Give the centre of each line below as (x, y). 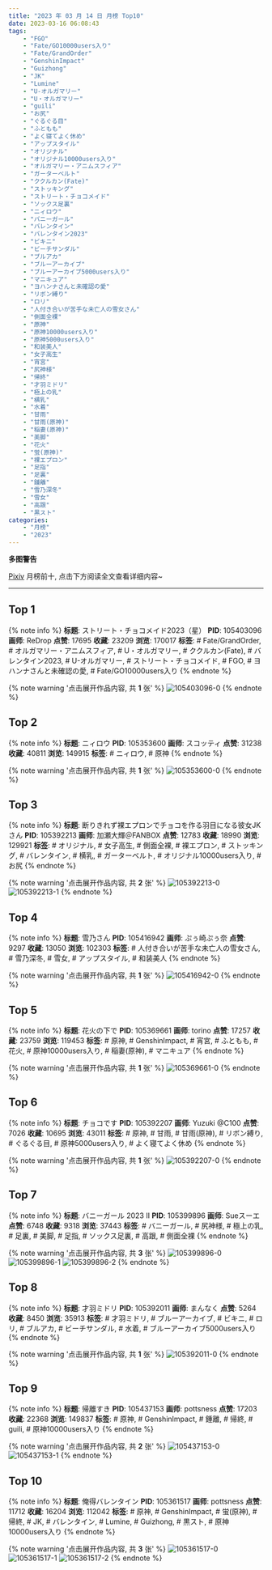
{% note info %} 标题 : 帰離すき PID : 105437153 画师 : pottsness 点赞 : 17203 (133, 1409)
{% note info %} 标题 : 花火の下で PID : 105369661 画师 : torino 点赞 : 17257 (130, 1031)
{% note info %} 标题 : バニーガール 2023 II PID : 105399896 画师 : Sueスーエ (134, 1216)
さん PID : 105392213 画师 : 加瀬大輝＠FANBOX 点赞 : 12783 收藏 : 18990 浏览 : (134, 835)
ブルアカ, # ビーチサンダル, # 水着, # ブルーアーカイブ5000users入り (141, 1328)
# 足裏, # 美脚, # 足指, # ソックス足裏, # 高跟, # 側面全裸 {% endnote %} (128, 1236)
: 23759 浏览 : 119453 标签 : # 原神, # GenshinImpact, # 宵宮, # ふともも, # (137, 1041)
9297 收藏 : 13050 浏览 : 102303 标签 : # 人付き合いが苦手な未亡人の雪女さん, (134, 948)
